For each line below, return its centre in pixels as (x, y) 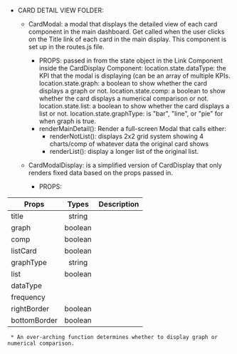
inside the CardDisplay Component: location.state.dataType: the (132, 68)
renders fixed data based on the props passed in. (100, 173)
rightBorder (30, 309)
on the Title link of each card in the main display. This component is (127, 39)
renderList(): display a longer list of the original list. (124, 151)
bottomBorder (35, 320)
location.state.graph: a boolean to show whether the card (123, 83)
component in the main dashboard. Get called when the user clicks (126, 32)
